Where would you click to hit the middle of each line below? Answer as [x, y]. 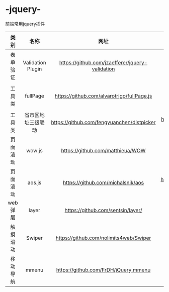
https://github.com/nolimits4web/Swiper [103, 238]
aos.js [34, 182]
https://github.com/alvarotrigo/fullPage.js [103, 95]
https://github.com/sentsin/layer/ [103, 210]
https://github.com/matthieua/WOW [103, 150]
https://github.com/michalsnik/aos [103, 182]
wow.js [34, 150]
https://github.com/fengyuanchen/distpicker [103, 122]
